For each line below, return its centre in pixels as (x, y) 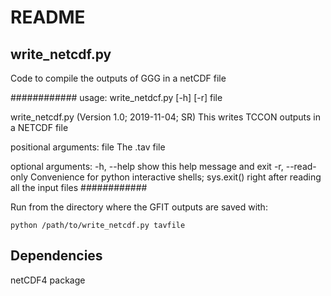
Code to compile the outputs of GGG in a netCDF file (118, 78)
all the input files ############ (79, 187)
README (48, 17)
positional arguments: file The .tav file (88, 147)
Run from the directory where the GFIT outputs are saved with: (139, 207)
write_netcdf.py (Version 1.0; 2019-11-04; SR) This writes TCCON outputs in (166, 117)
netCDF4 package (48, 280)
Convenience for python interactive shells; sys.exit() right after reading (175, 177)
